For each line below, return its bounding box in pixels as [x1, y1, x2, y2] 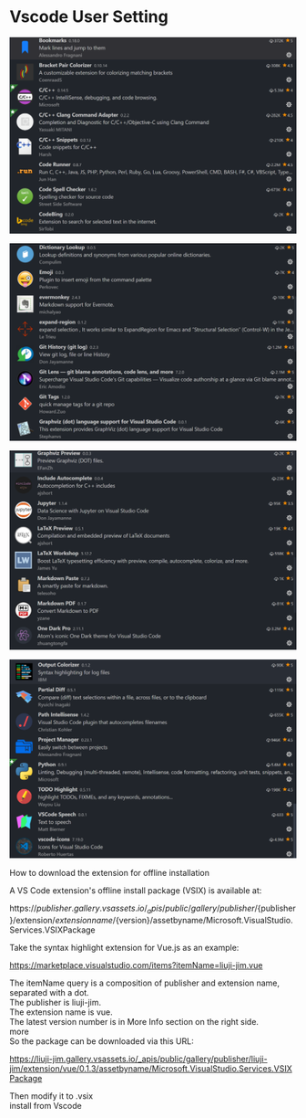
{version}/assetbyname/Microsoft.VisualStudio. [115, 915, 293, 926]
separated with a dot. [9, 987, 89, 998]
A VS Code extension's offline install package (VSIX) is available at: [9, 885, 262, 896]
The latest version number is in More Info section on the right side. [9, 1017, 260, 1028]
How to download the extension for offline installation [9, 868, 210, 879]
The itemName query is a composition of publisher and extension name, [9, 977, 280, 988]
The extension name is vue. [9, 1007, 113, 1018]
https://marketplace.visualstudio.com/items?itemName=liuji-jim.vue [9, 960, 263, 971]
